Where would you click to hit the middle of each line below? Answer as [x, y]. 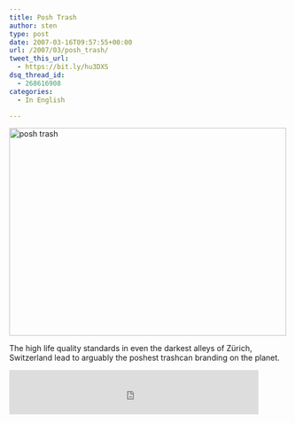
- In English [41, 100]
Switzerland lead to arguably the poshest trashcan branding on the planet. [145, 358]
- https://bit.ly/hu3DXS [63, 67]
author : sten [33, 26]
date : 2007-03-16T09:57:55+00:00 [71, 42]
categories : [31, 91]
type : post [29, 34]
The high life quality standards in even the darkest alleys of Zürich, [131, 349]
